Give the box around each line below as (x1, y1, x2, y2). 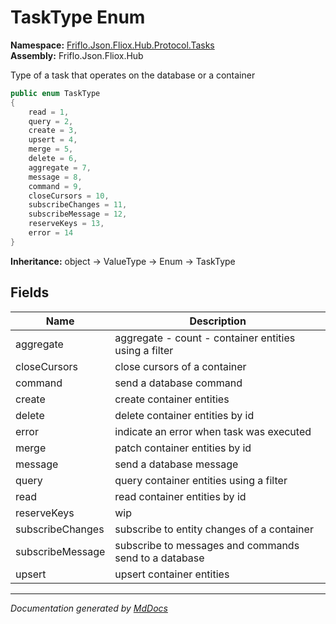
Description (189, 314, 247, 328)
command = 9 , (28, 181, 83, 191)
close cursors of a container (114, 359, 247, 373)
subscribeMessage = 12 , (28, 209, 128, 220)
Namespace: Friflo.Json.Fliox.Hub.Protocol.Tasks (10, 39, 215, 51)
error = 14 (28, 228, 74, 238)
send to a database (114, 551, 205, 565)
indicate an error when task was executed (114, 424, 312, 438)
